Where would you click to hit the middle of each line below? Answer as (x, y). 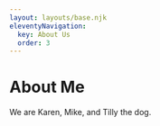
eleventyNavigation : (48, 26)
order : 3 (34, 43)
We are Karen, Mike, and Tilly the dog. (80, 112)
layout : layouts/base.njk (58, 18)
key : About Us (44, 34)
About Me (47, 87)
